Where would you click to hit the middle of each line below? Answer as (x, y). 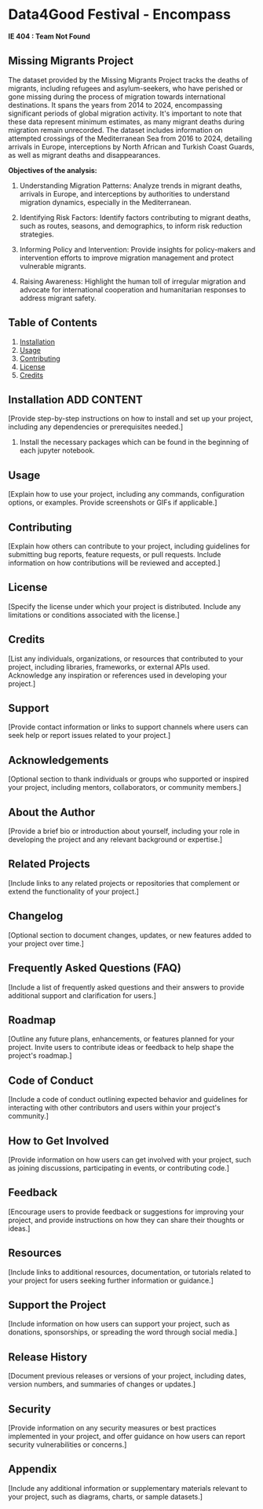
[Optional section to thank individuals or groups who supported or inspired (129, 779)
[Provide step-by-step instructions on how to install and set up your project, (131, 419)
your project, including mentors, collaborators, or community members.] (125, 788)
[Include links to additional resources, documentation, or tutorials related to (130, 1272)
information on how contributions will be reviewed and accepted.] (115, 563)
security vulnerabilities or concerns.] (68, 1445)
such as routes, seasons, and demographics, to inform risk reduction (131, 226)
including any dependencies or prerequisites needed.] (96, 427)
